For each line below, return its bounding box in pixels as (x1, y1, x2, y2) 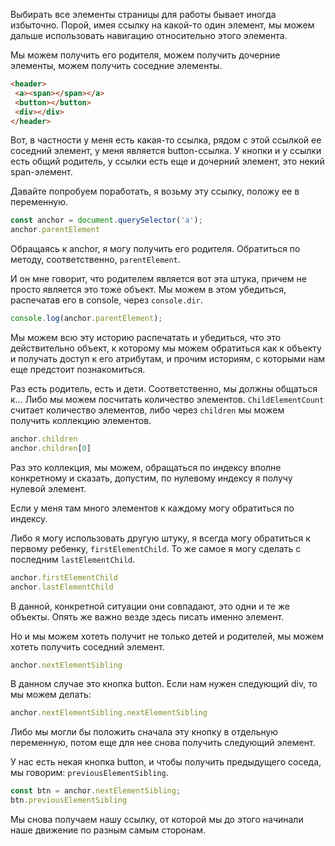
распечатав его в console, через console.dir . (10, 294, 203, 306)
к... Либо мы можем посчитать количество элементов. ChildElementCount (10, 394, 325, 405)
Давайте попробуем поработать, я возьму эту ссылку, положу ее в (10, 185, 300, 198)
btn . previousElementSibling (10, 795, 128, 806)
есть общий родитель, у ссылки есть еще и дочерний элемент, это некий (10, 155, 325, 168)
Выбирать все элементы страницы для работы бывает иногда (10, 9, 277, 20)
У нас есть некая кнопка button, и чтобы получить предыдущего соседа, (10, 756, 322, 768)
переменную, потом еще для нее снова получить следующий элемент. (10, 737, 316, 749)
